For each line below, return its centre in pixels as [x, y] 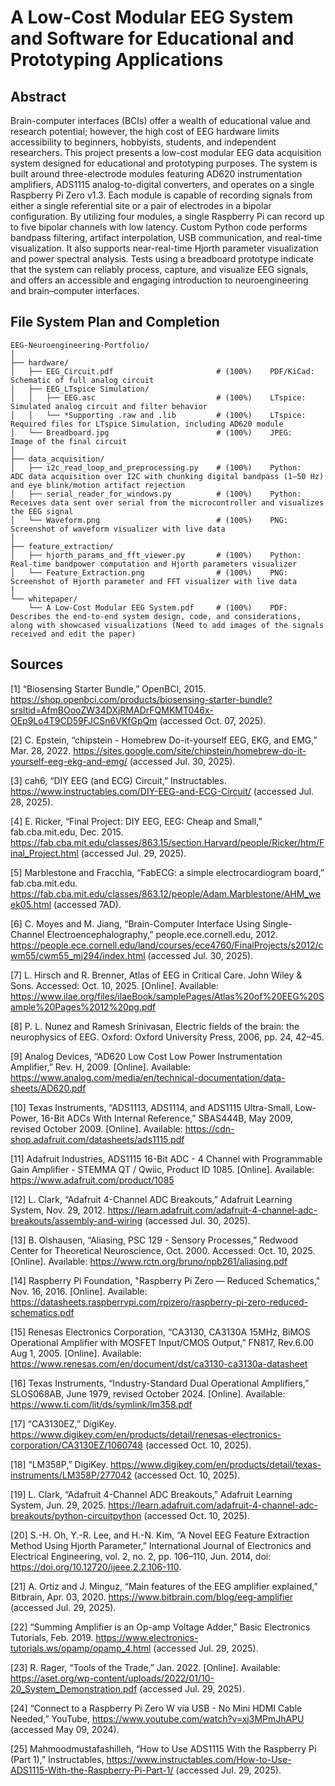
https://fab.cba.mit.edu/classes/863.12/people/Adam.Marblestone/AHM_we [166, 893]
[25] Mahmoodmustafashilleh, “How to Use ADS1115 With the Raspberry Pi [163, 1748]
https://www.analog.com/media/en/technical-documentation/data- [148, 1077]
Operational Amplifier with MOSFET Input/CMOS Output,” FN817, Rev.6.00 [162, 1342]
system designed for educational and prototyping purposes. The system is [164, 163]
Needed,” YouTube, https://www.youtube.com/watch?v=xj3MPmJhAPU [157, 1718]
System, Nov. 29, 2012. [58, 1210]
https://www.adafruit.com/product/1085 [92, 1180]
